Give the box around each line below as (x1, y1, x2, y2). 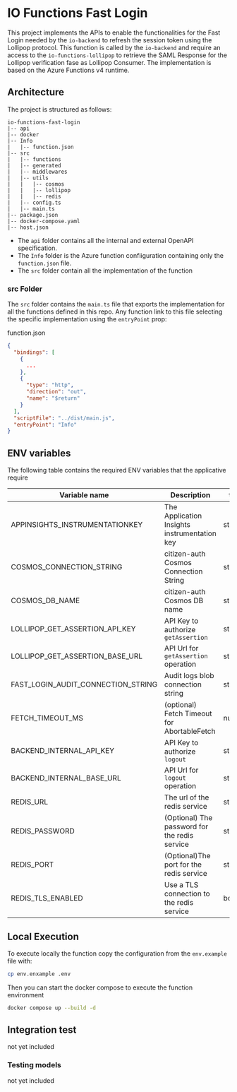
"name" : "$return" (25, 395, 80, 402)
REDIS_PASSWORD (11, 826, 75, 836)
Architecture (7, 86, 65, 98)
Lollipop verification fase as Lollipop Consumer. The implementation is (7, 58, 212, 66)
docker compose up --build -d (7, 1004, 97, 1011)
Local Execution (7, 930, 79, 942)
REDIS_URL (11, 797, 48, 807)
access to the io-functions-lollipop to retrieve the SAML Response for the (7, 51, 228, 59)
